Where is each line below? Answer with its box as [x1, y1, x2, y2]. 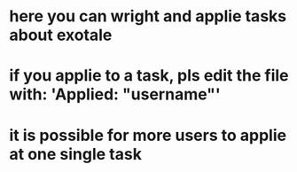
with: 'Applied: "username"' [9, 84, 222, 105]
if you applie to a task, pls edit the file [9, 66, 289, 86]
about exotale [9, 25, 113, 45]
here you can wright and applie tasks [9, 6, 286, 27]
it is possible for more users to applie [9, 125, 286, 145]
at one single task [9, 144, 142, 164]
